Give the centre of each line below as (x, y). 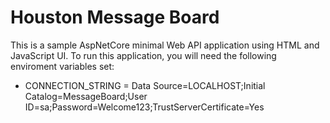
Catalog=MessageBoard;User (86, 96)
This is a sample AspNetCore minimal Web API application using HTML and (165, 45)
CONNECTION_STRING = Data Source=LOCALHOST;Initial (145, 85)
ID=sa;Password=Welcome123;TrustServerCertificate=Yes (144, 107)
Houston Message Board (115, 17)
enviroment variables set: (62, 66)
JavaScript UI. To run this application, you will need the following (143, 55)
